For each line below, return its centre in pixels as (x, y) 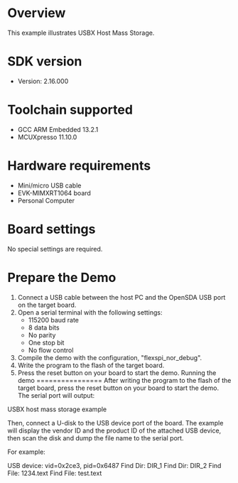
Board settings (52, 229)
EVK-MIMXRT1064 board (54, 192)
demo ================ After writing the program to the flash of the (124, 380)
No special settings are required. (55, 249)
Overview (37, 13)
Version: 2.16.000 (43, 81)
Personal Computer (46, 200)
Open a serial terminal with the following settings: (90, 312)
